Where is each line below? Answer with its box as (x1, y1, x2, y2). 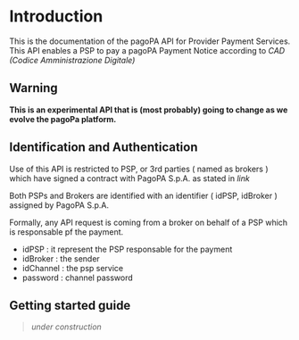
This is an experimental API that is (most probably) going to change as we (9, 104, 288, 115)
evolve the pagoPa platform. (9, 113, 117, 124)
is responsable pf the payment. (9, 226, 124, 237)
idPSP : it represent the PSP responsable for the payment (21, 244, 233, 254)
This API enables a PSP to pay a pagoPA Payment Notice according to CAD (9, 45, 286, 55)
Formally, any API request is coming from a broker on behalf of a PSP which (9, 217, 288, 228)
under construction (30, 321, 103, 332)
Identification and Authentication (9, 140, 198, 155)
